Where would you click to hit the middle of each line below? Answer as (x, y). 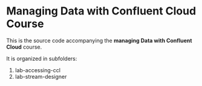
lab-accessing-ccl (37, 70)
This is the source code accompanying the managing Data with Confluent (99, 40)
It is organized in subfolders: (42, 58)
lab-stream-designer (41, 76)
